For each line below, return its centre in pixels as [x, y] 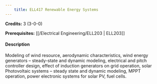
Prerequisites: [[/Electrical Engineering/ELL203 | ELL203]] [65, 33]
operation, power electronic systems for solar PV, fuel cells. [66, 76]
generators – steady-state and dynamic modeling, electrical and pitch [76, 60]
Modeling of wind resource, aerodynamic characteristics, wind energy [77, 55]
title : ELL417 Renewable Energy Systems [56, 10]
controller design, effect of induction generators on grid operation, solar [78, 66]
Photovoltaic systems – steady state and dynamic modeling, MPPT [73, 71]
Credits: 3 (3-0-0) [24, 24]
